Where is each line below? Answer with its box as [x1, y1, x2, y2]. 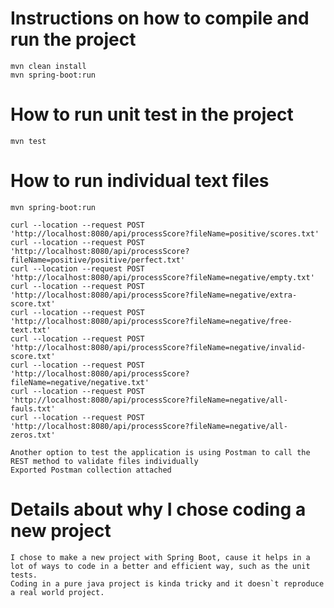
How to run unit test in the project [10, 103, 294, 126]
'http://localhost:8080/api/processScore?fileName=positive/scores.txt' [10, 228, 320, 239]
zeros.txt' [10, 430, 56, 440]
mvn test [10, 136, 47, 146]
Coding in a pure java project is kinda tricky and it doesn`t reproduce [10, 578, 325, 589]
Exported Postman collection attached [10, 465, 172, 475]
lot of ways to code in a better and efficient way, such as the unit [10, 561, 311, 571]
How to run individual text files [10, 170, 270, 192]
